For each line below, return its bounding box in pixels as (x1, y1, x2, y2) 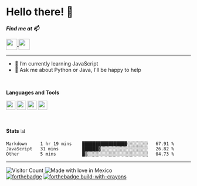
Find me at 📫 (6, 25, 39, 32)
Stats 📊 (6, 127, 26, 134)
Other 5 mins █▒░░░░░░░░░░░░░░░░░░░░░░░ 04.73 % (6, 151, 175, 157)
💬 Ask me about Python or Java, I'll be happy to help (14, 66, 142, 73)
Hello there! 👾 (6, 5, 73, 19)
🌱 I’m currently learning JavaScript (14, 60, 98, 67)
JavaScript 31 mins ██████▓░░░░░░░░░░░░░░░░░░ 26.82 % (6, 146, 175, 151)
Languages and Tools (6, 89, 60, 96)
